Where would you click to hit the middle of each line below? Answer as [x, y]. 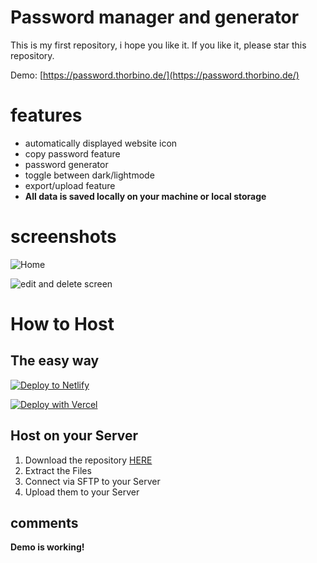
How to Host [62, 324]
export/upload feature [70, 185]
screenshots [63, 237]
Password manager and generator [155, 17]
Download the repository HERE [88, 460]
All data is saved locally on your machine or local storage [145, 196]
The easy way [55, 361]
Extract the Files [58, 470]
